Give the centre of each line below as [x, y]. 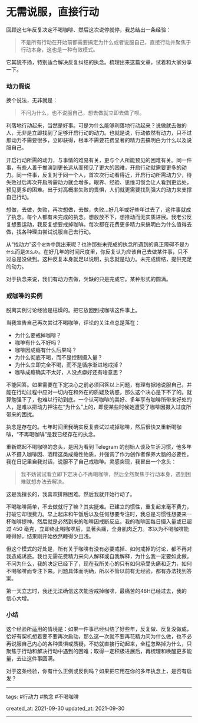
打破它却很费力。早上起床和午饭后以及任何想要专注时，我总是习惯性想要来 [96, 514]
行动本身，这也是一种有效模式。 [59, 49]
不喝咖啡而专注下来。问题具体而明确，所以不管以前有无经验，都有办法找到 [96, 570]
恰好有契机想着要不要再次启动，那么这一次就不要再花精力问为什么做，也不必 [99, 636]
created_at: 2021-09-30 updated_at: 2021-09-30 [65, 708]
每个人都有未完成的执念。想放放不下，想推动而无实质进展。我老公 [106, 217]
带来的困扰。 [22, 414]
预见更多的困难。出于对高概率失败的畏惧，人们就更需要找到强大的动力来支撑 [99, 190]
